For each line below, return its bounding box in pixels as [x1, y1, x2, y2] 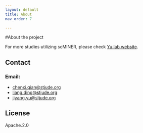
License [5, 109, 30, 118]
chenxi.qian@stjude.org [12, 85, 61, 90]
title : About [5, 12, 32, 17]
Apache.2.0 [5, 122, 29, 128]
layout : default [5, 7, 39, 12]
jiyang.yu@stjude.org [12, 95, 56, 101]
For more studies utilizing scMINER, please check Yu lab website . [5, 44, 139, 50]
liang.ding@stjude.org [12, 89, 58, 95]
